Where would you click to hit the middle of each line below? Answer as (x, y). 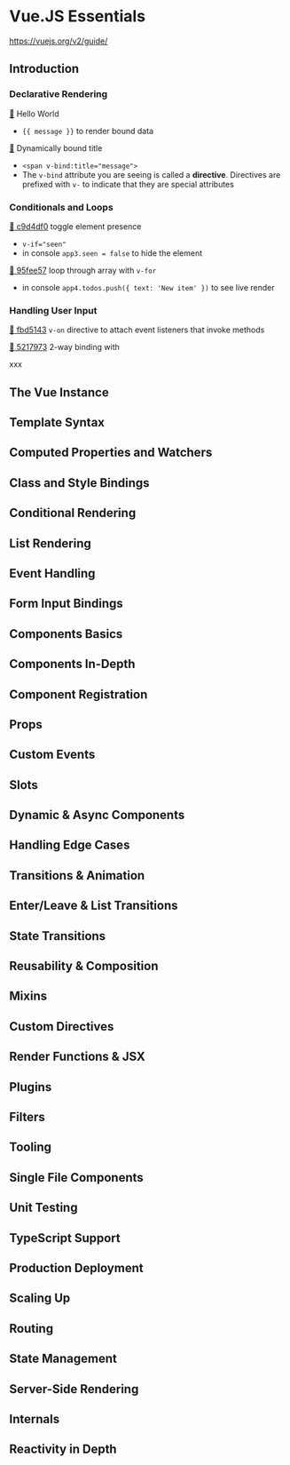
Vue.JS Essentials (78, 16)
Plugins (31, 1087)
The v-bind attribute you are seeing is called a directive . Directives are (151, 174)
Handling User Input (53, 310)
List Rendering (50, 543)
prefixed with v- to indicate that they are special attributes (128, 184)
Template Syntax (57, 422)
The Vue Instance (59, 392)
